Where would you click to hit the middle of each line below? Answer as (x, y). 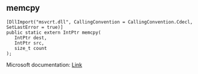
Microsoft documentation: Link (44, 64)
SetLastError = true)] (35, 27)
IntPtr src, (29, 43)
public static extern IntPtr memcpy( (54, 32)
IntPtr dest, (30, 38)
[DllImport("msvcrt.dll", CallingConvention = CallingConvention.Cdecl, (100, 22)
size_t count (30, 48)
